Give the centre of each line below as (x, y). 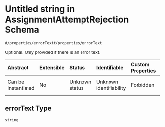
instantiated (21, 88)
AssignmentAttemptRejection (67, 19)
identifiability (111, 88)
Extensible (52, 67)
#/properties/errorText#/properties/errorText (54, 43)
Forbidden (143, 85)
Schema (22, 30)
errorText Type (28, 109)
